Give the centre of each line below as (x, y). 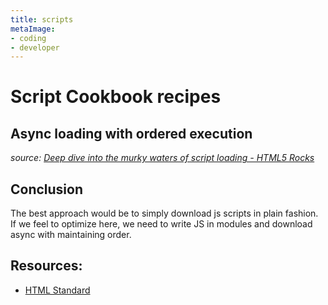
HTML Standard (57, 290)
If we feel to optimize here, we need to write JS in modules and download (161, 224)
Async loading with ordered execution (131, 133)
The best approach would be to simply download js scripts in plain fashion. (164, 213)
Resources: (46, 266)
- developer (35, 47)
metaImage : (33, 29)
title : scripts (42, 19)
